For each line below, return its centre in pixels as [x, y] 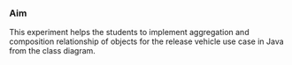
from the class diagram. [52, 51]
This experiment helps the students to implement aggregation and [129, 32]
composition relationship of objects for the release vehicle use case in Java [147, 41]
